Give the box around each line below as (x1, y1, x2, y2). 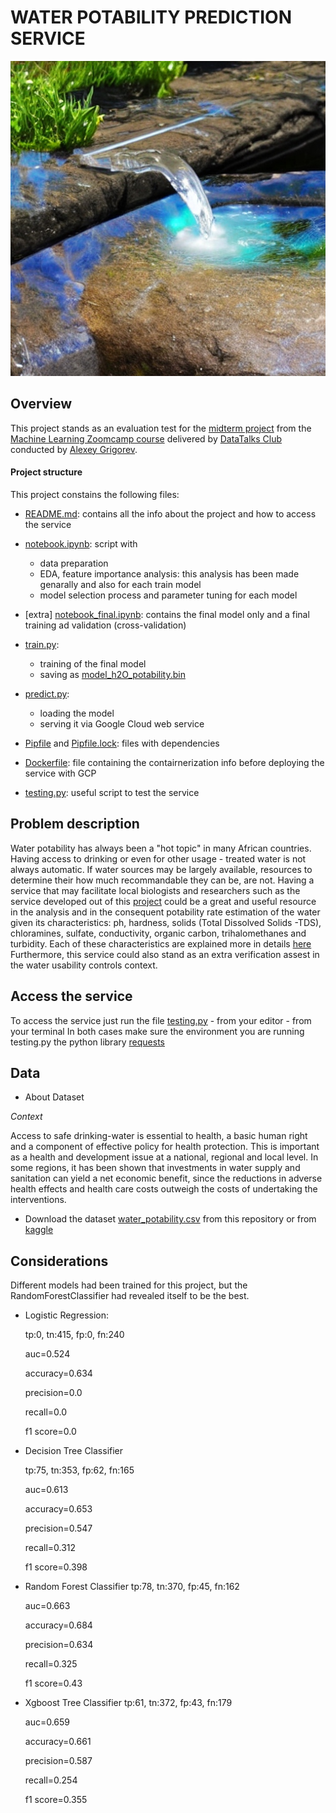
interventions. (10, 1194, 67, 1206)
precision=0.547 (24, 1522, 93, 1535)
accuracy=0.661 (24, 1736, 92, 1748)
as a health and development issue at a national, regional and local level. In (10, 1151, 319, 1163)
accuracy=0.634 (24, 1367, 93, 1380)
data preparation (39, 557, 109, 569)
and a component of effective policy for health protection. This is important (10, 1141, 320, 1153)
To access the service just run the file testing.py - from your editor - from (10, 1014, 312, 1026)
